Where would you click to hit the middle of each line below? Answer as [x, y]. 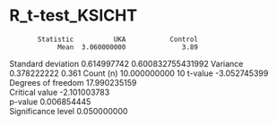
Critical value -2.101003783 [60, 92]
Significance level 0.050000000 [69, 111]
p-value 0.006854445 [50, 101]
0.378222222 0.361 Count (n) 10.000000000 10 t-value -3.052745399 [139, 73]
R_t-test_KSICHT [73, 16]
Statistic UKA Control [118, 39]
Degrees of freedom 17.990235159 [73, 82]
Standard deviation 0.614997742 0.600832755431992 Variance [126, 63]
